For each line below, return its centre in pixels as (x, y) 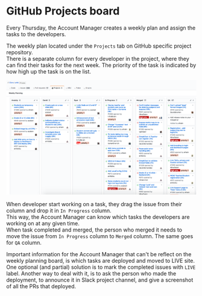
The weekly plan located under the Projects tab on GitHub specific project (99, 46)
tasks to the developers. (36, 34)
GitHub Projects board (63, 11)
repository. (20, 52)
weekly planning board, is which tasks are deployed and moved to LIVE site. (100, 261)
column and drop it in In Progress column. (59, 211)
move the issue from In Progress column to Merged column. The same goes (100, 236)
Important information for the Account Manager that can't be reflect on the (99, 254)
